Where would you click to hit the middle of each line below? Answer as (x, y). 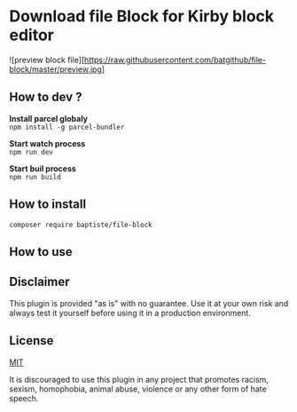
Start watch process (47, 143)
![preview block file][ (47, 59)
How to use (41, 252)
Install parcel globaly (49, 118)
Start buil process (43, 168)
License (31, 341)
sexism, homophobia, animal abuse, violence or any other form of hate (138, 389)
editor (32, 35)
